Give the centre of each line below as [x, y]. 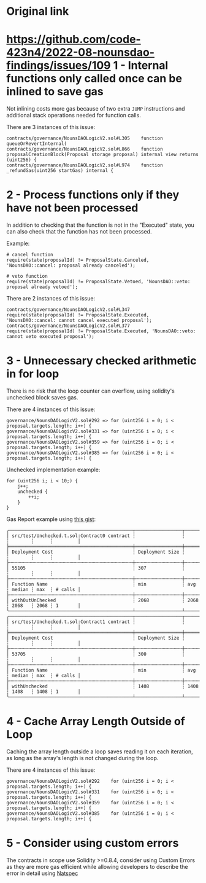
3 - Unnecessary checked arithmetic [101, 361]
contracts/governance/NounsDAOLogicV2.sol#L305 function [85, 139]
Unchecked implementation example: [53, 469]
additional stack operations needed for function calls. [74, 116]
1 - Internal [141, 65]
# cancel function [30, 255]
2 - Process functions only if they [93, 195]
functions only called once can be [94, 79]
